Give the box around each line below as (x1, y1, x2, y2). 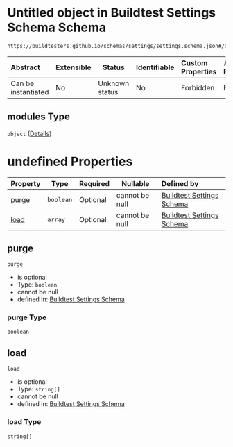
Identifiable (135, 62, 175, 72)
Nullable (121, 178, 150, 188)
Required (78, 178, 110, 188)
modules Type (7, 111, 71, 123)
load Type (7, 417, 42, 427)
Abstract (10, 62, 40, 72)
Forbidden (181, 83, 215, 92)
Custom (181, 58, 208, 67)
